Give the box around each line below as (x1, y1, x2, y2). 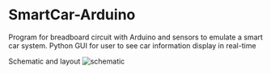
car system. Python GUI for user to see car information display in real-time (8, 40, 256, 50)
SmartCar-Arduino (8, 6, 136, 24)
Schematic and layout (8, 56, 81, 66)
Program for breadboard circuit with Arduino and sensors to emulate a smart (8, 32, 263, 42)
